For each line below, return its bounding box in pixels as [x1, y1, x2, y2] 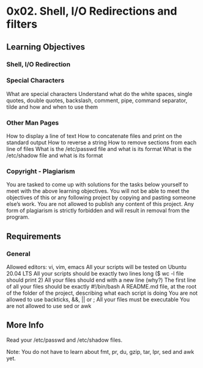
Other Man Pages [6, 118, 59, 127]
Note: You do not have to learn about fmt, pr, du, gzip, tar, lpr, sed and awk [6, 348, 194, 355]
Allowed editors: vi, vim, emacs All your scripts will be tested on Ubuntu [6, 263, 187, 271]
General [6, 249, 31, 258]
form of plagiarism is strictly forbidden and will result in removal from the [6, 207, 190, 215]
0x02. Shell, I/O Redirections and [6, 4, 177, 18]
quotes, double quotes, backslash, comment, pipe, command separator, [6, 97, 188, 104]
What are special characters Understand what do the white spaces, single [6, 90, 193, 97]
